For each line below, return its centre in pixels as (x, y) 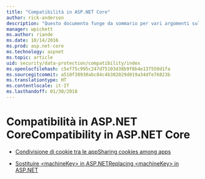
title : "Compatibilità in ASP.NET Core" (59, 12)
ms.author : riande (30, 35)
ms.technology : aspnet (35, 52)
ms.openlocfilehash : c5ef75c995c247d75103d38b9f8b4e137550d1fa (88, 69)
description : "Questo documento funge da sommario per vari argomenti (98, 23)
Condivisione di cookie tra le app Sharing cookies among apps (93, 152)
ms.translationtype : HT (37, 80)
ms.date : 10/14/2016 (33, 40)
